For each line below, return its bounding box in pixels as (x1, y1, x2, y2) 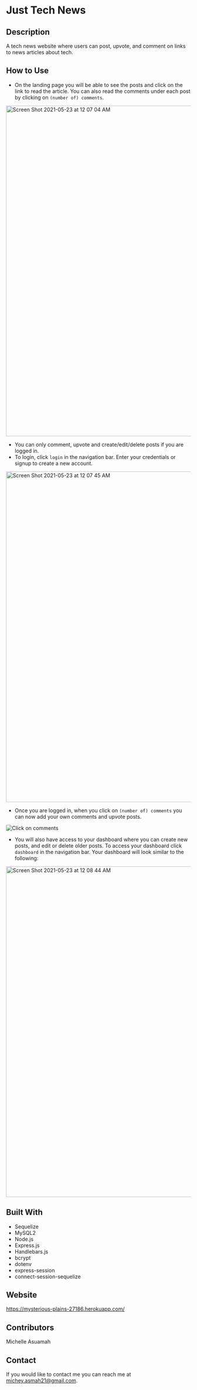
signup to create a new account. (14, 460, 93, 467)
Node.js (14, 1235, 34, 1242)
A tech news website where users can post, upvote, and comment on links (6, 42, 186, 49)
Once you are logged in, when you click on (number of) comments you (14, 806, 183, 814)
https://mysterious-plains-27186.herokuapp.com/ (6, 1305, 125, 1312)
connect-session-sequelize (14, 1273, 81, 1280)
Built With (6, 1207, 43, 1217)
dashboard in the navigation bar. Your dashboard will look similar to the (14, 848, 184, 855)
